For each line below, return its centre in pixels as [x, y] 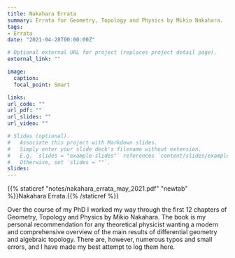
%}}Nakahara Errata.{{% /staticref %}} [63, 196]
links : [17, 97]
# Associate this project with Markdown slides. [83, 142]
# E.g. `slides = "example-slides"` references [81, 156]
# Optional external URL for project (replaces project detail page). [112, 53]
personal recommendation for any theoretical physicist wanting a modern [113, 224]
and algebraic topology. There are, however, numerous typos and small [110, 240]
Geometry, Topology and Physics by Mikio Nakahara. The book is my [107, 217]
